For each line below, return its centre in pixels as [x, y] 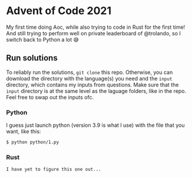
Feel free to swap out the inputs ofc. [50, 97]
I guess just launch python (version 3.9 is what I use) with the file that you [95, 125]
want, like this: [24, 132]
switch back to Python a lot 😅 [43, 39]
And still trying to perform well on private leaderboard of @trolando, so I [94, 33]
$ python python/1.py [33, 142]
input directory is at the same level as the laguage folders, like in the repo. [96, 91]
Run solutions [32, 58]
